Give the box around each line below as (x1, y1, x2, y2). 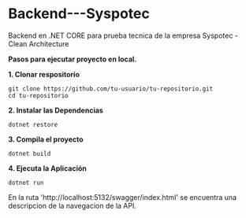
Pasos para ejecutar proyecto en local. (8, 54, 137, 64)
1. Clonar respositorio (8, 69, 80, 79)
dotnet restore (8, 120, 58, 128)
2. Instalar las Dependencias (8, 105, 104, 115)
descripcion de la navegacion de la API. (8, 201, 136, 210)
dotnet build (8, 150, 51, 157)
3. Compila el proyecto (8, 135, 84, 144)
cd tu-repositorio (8, 91, 69, 99)
